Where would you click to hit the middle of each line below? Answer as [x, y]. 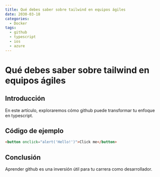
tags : [11, 28]
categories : [17, 19]
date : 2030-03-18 [23, 14]
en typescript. [19, 115]
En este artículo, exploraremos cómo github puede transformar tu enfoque [80, 110]
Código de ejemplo [34, 131]
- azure [17, 46]
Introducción [25, 99]
